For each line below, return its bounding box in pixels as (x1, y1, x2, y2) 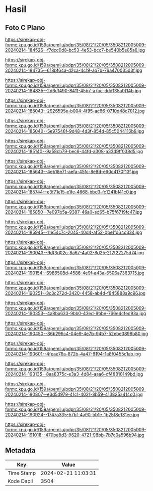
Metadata (5, 446, 36, 455)
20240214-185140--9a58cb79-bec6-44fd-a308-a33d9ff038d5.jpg (5, 149, 143, 154)
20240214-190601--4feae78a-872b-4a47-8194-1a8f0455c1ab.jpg (5, 351, 141, 357)
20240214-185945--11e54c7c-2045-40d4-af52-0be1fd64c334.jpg (5, 229, 143, 235)
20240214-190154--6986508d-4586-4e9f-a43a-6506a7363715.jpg (5, 270, 145, 276)
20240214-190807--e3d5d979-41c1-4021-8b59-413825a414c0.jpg (5, 391, 143, 397)
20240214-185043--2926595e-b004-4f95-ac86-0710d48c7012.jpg (5, 108, 145, 114)
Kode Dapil (7, 478, 33, 485)
